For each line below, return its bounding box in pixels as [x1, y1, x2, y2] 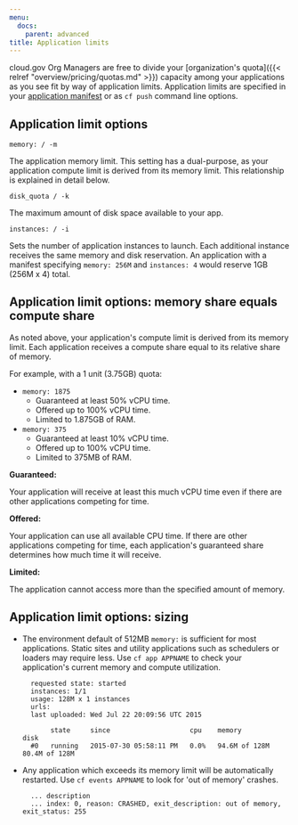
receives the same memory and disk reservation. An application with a [9, 250, 267, 261]
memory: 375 [21, 425, 67, 434]
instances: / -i [9, 225, 69, 234]
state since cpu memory [50, 725, 242, 735]
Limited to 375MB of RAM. [35, 452, 132, 462]
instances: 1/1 [30, 687, 87, 696]
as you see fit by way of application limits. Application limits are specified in [9, 81, 286, 92]
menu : [9, 12, 29, 22]
